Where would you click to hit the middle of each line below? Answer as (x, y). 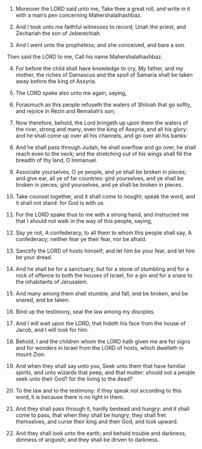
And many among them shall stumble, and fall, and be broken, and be (102, 293)
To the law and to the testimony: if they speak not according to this (99, 390)
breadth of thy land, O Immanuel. (57, 160)
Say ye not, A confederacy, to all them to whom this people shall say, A (103, 233)
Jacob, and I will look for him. (52, 330)
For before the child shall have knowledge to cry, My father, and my (99, 68)
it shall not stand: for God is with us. (60, 203)
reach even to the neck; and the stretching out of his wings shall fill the (104, 154)
